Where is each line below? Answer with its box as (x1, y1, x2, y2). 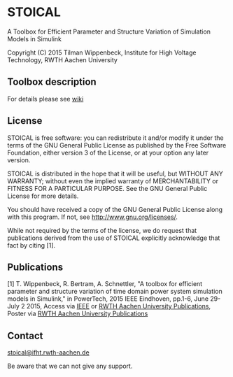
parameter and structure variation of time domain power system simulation (7, 287, 223, 296)
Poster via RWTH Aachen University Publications (7, 309, 148, 318)
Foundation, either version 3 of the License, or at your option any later (7, 148, 209, 157)
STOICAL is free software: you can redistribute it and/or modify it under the (7, 134, 224, 142)
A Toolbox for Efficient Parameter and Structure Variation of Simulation (7, 27, 211, 36)
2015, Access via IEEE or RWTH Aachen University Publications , (27, 302, 211, 311)
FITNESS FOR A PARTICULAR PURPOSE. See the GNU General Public (7, 184, 208, 192)
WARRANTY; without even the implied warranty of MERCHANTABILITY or (7, 176, 219, 185)
